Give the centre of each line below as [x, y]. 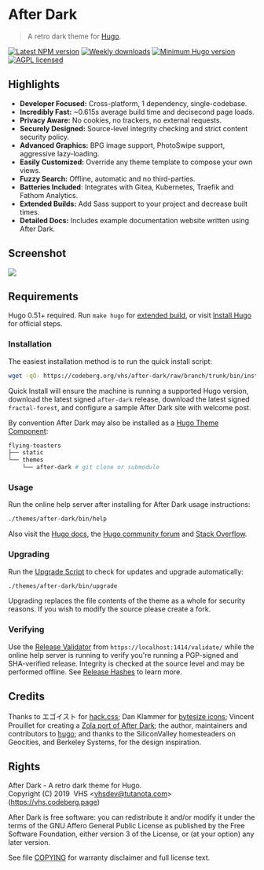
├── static [26, 453]
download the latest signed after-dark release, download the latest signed [129, 399]
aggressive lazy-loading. [59, 153]
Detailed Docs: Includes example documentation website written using [134, 220]
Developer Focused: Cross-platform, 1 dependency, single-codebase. [133, 103]
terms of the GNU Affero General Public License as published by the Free [126, 826]
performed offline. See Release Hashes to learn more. [95, 672]
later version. [29, 842]
